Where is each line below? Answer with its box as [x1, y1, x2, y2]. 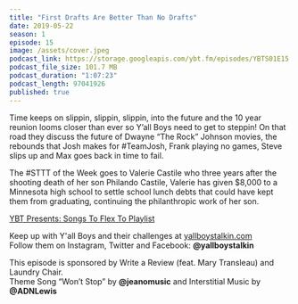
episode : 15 [9, 37, 54, 47]
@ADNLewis [9, 285, 58, 296]
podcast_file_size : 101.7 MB [9, 63, 118, 72]
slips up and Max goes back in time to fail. [9, 150, 164, 160]
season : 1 [9, 29, 46, 38]
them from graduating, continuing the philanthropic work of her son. [9, 195, 260, 206]
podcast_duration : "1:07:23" [9, 71, 118, 80]
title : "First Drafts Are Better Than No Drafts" [9, 12, 198, 22]
